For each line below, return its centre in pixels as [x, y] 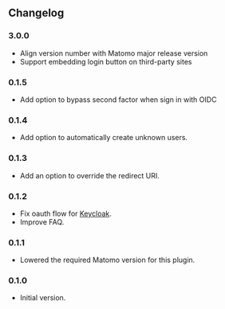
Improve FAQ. [42, 221]
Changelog [36, 13]
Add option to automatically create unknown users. [104, 138]
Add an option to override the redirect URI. [89, 175]
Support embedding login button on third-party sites [106, 61]
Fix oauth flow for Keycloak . [65, 213]
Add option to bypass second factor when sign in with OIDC [118, 100]
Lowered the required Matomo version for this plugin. [107, 260]
